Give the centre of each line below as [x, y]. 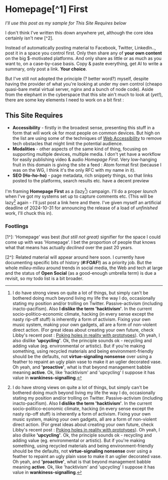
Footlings [17, 226]
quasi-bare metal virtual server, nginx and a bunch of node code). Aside [79, 89]
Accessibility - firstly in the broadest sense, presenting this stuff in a [83, 127]
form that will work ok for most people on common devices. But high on [86, 133]
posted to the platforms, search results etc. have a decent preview [81, 180]
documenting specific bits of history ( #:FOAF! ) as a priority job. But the [78, 263]
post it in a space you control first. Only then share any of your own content [84, 53]
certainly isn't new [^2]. [29, 38]
